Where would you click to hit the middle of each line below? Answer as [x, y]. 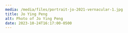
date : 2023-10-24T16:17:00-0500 [38, 23]
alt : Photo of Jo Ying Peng [34, 18]
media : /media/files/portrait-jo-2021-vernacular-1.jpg [64, 9]
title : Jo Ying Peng [27, 14]
